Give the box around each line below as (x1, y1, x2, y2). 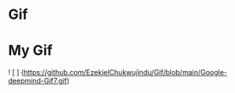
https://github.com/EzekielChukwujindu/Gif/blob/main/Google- (23, 68, 227, 77)
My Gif (8, 42, 53, 60)
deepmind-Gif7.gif (8, 76, 67, 86)
